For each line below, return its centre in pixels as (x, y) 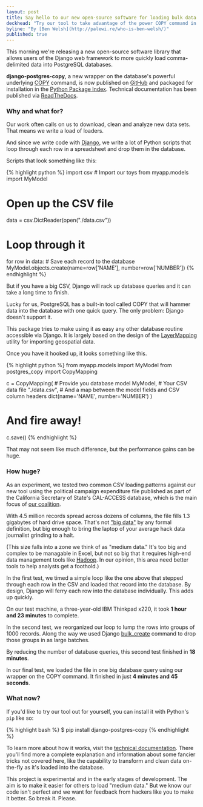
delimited (18, 65)
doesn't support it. (29, 317)
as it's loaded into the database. (64, 767)
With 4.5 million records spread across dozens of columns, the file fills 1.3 (98, 516)
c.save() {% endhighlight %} (42, 437)
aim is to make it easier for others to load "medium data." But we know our (99, 785)
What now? (23, 699)
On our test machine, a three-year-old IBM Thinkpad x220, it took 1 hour (96, 609)
